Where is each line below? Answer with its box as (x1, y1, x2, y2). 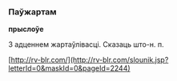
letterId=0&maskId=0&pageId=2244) (8, 64, 131, 73)
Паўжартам (8, 6, 58, 17)
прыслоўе (8, 25, 44, 34)
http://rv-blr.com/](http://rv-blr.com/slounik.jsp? (10, 55, 169, 65)
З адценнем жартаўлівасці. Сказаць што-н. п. (8, 40, 164, 49)
